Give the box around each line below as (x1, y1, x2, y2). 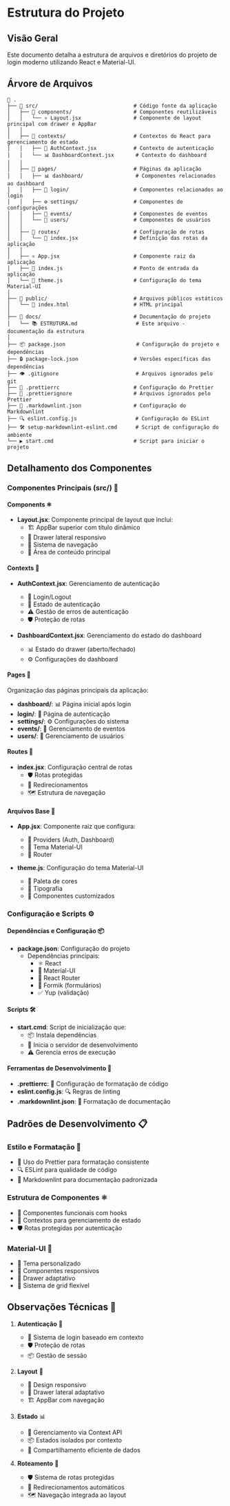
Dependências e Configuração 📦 (7, 926, 105, 934)
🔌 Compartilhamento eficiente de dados (27, 1446, 141, 1454)
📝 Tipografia (27, 885, 63, 893)
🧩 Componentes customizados (27, 892, 115, 900)
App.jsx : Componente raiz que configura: (17, 822, 136, 831)
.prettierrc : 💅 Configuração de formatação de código (17, 1080, 169, 1088)
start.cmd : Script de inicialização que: (17, 1023, 127, 1031)
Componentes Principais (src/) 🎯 (7, 483, 118, 493)
